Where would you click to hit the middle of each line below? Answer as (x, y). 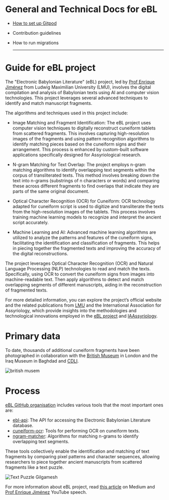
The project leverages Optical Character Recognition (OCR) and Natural (79, 263)
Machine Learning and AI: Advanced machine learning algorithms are (84, 232)
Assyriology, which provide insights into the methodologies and (71, 310)
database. (23, 425)
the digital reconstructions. (40, 253)
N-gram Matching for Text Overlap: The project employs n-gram (79, 164)
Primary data (33, 336)
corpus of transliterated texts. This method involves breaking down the (86, 175)
